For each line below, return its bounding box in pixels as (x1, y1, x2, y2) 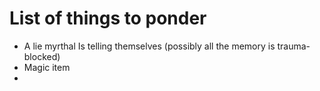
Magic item (23, 61, 71, 73)
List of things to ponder (9, 7, 207, 30)
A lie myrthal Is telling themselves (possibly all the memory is (23, 40, 276, 52)
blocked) (23, 50, 61, 62)
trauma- (277, 40, 311, 52)
